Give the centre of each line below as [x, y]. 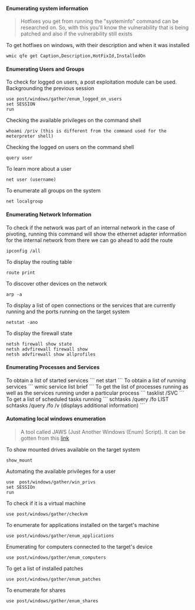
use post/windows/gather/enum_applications [60, 536]
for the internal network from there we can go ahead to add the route [90, 240]
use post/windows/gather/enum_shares [52, 601]
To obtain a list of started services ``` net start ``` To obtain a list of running [96, 380]
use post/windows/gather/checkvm [47, 514]
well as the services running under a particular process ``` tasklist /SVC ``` [95, 393]
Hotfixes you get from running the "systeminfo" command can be [100, 21]
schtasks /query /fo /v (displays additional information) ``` [75, 405]
